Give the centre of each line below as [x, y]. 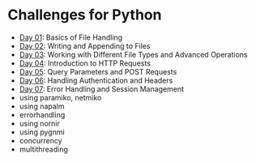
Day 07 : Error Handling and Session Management [101, 89]
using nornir [39, 123]
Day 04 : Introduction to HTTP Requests [85, 63]
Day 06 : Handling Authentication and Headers [96, 80]
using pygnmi [42, 132]
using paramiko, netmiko [60, 97]
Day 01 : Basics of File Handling [71, 37]
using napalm [42, 106]
